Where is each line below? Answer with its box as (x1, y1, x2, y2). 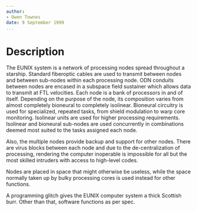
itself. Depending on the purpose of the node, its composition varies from (6, 95, 184, 103)
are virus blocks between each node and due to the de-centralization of (6, 145, 181, 152)
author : (6, 8, 25, 15)
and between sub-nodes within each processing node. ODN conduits (6, 77, 174, 84)
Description (6, 45, 65, 58)
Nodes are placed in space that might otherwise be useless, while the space (6, 168, 191, 175)
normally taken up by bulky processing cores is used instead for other (6, 175, 176, 182)
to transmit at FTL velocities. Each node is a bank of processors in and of (6, 89, 183, 96)
